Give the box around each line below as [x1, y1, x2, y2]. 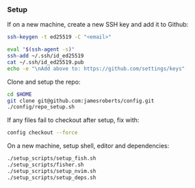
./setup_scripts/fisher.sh [7, 161, 84, 169]
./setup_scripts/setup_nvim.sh [7, 167, 96, 174]
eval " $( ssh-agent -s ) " [7, 46, 75, 53]
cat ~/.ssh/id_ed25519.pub [7, 58, 84, 66]
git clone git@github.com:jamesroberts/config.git [7, 97, 155, 104]
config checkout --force [7, 129, 78, 137]
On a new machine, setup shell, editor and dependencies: [7, 142, 170, 150]
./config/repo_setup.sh [7, 104, 75, 110]
